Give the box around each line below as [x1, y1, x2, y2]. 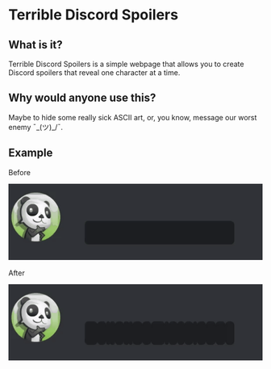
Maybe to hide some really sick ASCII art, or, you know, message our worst [8, 112, 257, 122]
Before [8, 167, 31, 177]
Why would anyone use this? [8, 91, 156, 105]
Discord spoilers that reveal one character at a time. [8, 68, 181, 78]
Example [8, 146, 53, 160]
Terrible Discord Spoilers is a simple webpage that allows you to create [8, 59, 244, 69]
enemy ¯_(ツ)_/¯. [8, 122, 63, 132]
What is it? [8, 38, 63, 52]
